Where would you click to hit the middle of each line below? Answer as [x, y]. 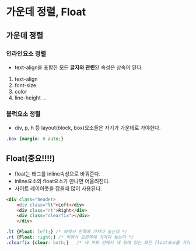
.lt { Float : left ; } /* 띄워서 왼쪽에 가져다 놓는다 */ [66, 232]
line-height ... [30, 98]
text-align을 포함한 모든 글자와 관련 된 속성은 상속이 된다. [78, 67]
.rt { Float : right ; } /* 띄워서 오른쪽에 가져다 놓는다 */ [70, 238]
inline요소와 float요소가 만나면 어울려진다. [62, 181]
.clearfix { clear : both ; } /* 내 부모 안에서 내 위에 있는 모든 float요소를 [93, 243]
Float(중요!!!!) [31, 159]
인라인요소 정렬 [26, 53]
